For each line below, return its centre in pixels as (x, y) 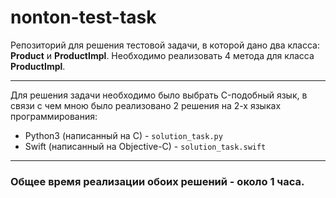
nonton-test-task (83, 17)
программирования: (54, 116)
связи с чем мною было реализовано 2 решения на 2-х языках (146, 105)
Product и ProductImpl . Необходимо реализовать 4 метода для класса (162, 55)
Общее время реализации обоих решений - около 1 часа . (157, 181)
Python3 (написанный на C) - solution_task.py (123, 135)
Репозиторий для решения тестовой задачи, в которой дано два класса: (165, 45)
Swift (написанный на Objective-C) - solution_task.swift (145, 146)
